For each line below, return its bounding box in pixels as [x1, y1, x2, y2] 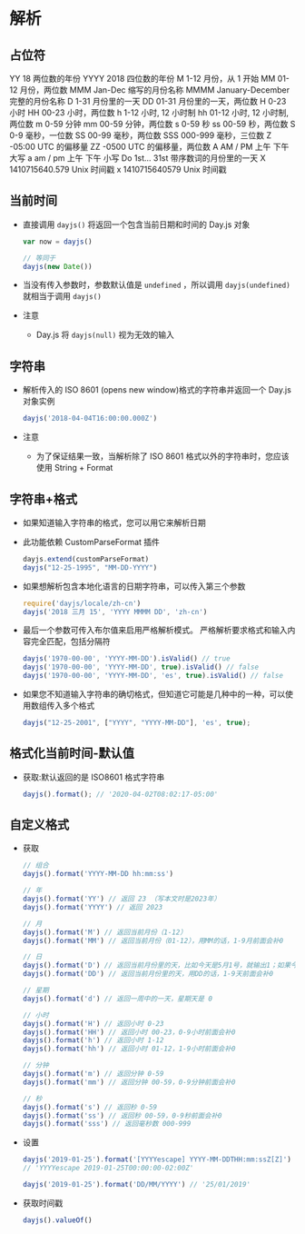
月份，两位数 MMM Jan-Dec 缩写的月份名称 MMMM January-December [19, 85, 290, 95]
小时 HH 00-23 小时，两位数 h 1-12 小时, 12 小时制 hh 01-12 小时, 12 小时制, [9, 107, 289, 118]
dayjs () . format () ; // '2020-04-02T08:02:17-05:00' [22, 790, 219, 799]
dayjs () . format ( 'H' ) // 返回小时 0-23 [22, 1019, 164, 1028]
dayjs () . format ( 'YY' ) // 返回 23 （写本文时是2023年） [22, 894, 221, 904]
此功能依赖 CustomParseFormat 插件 [22, 536, 161, 547]
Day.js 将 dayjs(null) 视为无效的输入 [35, 329, 174, 341]
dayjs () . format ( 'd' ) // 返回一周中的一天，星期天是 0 [22, 994, 213, 1003]
